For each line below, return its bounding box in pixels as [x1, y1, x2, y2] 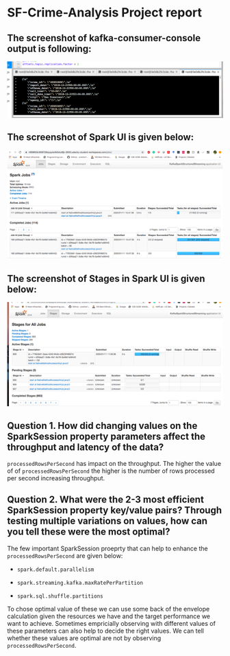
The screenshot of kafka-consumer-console [7, 32, 201, 44]
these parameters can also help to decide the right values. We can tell [7, 626, 204, 635]
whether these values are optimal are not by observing [7, 633, 162, 642]
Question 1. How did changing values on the [7, 420, 198, 432]
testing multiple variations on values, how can [7, 515, 207, 527]
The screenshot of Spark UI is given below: [7, 132, 194, 143]
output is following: [7, 43, 92, 54]
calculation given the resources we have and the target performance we [7, 612, 211, 620]
